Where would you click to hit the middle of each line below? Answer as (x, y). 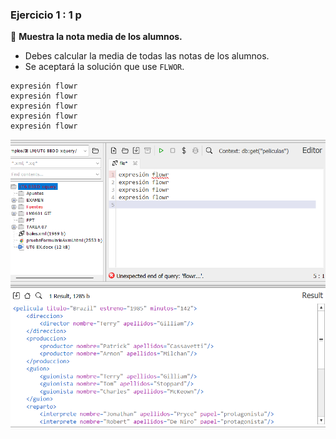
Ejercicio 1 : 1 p (46, 15)
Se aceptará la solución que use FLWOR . (104, 67)
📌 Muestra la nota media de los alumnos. (96, 37)
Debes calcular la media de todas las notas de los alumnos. (147, 56)
